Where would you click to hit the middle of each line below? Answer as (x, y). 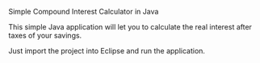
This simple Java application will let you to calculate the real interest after (130, 27)
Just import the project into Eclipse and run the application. (107, 51)
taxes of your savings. (45, 35)
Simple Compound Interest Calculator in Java (84, 12)
